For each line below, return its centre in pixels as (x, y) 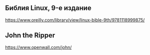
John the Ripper (30, 36)
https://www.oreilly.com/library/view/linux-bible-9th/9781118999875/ (75, 20)
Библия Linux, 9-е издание (48, 8)
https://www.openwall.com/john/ (38, 47)
